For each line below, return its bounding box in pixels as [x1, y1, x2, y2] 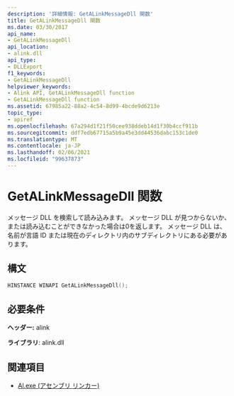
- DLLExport [7, 63, 43, 70]
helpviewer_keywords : [7, 83, 72, 90]
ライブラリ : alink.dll [7, 339, 65, 347]
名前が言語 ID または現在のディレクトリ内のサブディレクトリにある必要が [7, 231, 221, 239]
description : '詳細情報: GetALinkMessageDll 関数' [7, 10, 154, 18]
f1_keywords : [7, 70, 46, 77]
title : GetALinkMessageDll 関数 [7, 17, 101, 24]
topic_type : [7, 109, 43, 116]
